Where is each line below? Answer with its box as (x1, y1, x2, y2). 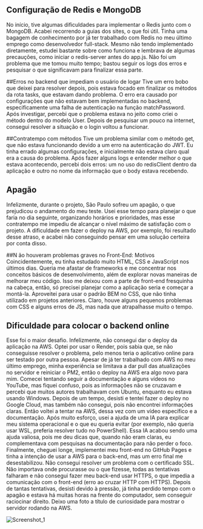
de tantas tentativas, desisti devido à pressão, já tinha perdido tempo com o (6, 485, 196, 493)
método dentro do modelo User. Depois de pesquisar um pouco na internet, (6, 117, 195, 124)
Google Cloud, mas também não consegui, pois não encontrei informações (6, 401, 193, 409)
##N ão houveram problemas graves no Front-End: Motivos (6, 251, 155, 259)
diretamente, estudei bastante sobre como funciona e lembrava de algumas (6, 47, 196, 54)
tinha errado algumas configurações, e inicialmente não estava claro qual (6, 148, 190, 155)
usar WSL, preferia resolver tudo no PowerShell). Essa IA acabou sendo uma (6, 427, 198, 434)
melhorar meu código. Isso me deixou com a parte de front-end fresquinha (6, 277, 193, 284)
